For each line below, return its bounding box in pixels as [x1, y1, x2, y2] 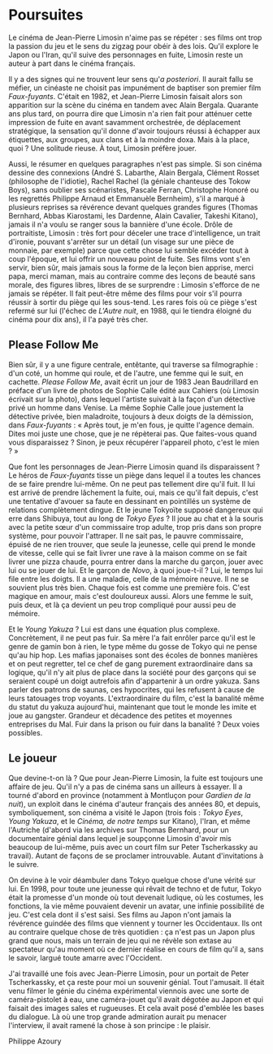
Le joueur [8, 752, 58, 766]
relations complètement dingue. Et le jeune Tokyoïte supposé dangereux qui [8, 505, 263, 514]
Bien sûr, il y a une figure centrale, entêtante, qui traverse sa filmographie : [8, 359, 258, 369]
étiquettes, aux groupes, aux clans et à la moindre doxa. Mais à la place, [8, 134, 250, 144]
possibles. [8, 727, 43, 737]
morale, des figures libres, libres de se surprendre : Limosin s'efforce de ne [8, 280, 260, 289]
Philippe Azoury [8, 1036, 62, 1046]
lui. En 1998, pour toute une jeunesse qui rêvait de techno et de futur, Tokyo [8, 883, 262, 893]
